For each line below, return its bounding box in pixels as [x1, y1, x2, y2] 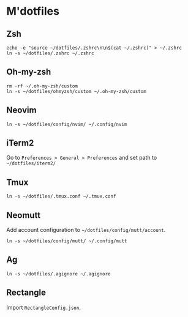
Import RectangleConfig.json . [6, 304, 81, 311]
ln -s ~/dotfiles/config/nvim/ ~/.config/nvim [6, 121, 127, 127]
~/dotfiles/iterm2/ [6, 160, 56, 166]
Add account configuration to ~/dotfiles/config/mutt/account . [6, 226, 166, 234]
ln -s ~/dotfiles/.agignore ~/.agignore [6, 270, 111, 277]
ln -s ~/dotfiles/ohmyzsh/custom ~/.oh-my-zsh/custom [6, 88, 147, 94]
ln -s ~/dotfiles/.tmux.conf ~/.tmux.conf [6, 193, 116, 200]
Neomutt [6, 210, 41, 220]
